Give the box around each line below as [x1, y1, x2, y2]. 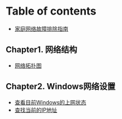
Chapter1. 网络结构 [5, 44, 77, 55]
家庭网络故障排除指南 [14, 25, 68, 32]
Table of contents [5, 4, 97, 18]
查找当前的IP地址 [14, 106, 57, 114]
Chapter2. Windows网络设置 [5, 81, 116, 92]
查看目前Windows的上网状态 [14, 98, 87, 106]
